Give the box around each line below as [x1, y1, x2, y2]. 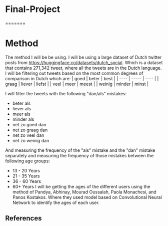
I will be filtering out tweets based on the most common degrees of [5, 70, 143, 76]
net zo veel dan [12, 132, 44, 138]
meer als [12, 111, 31, 117]
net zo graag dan [12, 127, 48, 133]
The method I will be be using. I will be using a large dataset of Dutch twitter [5, 54, 162, 60]
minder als [12, 116, 34, 122]
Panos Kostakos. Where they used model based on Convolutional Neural [12, 194, 162, 200]
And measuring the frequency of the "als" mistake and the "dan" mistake [5, 147, 155, 153]
